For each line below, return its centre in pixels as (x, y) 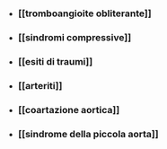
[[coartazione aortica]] (69, 110)
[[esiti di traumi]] (55, 61)
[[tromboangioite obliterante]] (84, 13)
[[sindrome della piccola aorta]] (88, 134)
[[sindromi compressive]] (75, 37)
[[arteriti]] (40, 85)
